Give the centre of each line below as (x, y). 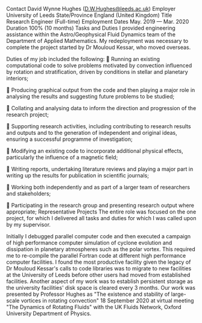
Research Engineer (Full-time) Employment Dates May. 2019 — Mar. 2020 (98, 21)
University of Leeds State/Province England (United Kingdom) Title (89, 15)
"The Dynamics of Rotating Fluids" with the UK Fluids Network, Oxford (94, 307)
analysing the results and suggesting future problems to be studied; (90, 96)
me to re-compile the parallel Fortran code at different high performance (96, 256)
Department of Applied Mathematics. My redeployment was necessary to (97, 41)
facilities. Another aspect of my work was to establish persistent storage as (99, 281)
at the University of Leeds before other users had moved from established (98, 275)
